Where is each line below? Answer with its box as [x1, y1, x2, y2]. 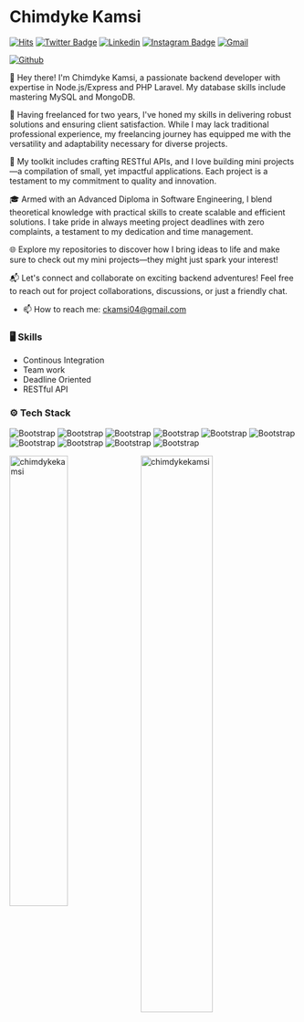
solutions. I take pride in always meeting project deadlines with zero [9, 216, 265, 227]
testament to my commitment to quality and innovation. [9, 175, 217, 186]
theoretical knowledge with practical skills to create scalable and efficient [9, 206, 286, 217]
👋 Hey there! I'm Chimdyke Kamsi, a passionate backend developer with [9, 71, 281, 83]
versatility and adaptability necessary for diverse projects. [9, 138, 228, 149]
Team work [22, 364, 66, 375]
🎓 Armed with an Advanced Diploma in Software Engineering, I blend [9, 194, 272, 205]
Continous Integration [22, 354, 105, 366]
